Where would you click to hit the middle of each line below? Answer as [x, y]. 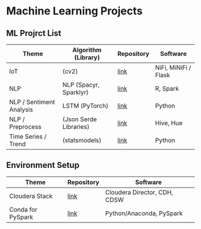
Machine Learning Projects [74, 11]
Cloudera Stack [31, 196]
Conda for [23, 209]
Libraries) [76, 127]
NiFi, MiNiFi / [173, 67]
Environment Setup [43, 165]
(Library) [87, 57]
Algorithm [87, 50]
